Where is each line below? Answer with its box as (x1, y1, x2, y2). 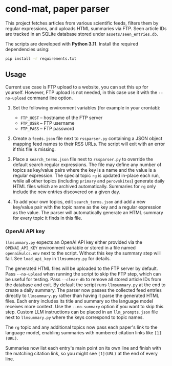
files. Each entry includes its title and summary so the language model (5, 298, 154, 304)
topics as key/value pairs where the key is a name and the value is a (12, 167, 156, 173)
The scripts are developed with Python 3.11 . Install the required (5, 40, 139, 47)
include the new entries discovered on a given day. (12, 189, 120, 195)
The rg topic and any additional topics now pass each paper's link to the (5, 324, 158, 330)
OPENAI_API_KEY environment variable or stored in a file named (5, 244, 136, 250)
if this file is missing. (12, 146, 56, 152)
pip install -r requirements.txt (5, 56, 77, 61)
